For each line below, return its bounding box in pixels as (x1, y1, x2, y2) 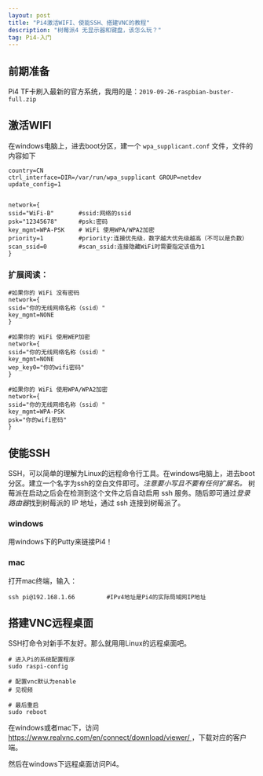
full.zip (8, 96, 37, 104)
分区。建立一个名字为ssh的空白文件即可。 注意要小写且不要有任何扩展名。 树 (8, 478, 255, 488)
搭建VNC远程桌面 (8, 616, 94, 629)
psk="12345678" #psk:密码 (8, 218, 108, 225)
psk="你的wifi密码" (8, 416, 68, 424)
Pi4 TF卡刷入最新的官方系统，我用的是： (8, 87, 140, 97)
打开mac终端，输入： (8, 576, 78, 585)
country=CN (8, 167, 44, 174)
